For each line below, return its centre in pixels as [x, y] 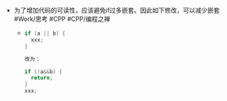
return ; [42, 78]
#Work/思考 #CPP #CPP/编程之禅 [62, 19]
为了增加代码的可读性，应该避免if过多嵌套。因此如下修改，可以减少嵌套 [117, 10]
